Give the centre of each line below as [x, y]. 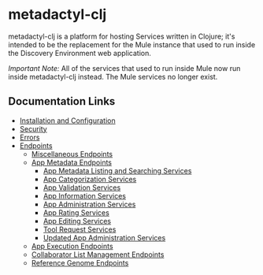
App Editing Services [77, 221]
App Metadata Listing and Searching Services [117, 170]
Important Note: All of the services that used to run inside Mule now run [124, 68]
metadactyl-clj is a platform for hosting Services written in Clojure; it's [122, 36]
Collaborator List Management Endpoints [98, 255]
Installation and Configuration [67, 121]
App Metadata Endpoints [72, 162]
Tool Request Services [80, 229]
